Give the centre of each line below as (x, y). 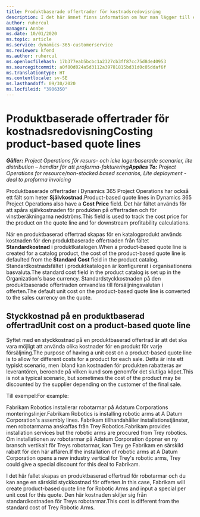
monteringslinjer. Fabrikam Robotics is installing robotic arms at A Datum (94, 413)
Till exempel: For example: (37, 395)
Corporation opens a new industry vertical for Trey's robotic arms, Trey (93, 458)
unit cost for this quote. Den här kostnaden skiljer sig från (76, 494)
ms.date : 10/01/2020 (32, 34)
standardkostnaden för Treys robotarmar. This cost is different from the (93, 501)
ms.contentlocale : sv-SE (37, 78)
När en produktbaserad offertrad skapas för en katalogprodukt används (94, 234)
